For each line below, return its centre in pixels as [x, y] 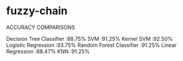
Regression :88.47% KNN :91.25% [48, 51]
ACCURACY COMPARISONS [41, 27]
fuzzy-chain [37, 11]
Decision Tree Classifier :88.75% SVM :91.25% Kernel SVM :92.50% [90, 38]
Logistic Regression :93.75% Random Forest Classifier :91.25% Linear [91, 45]
